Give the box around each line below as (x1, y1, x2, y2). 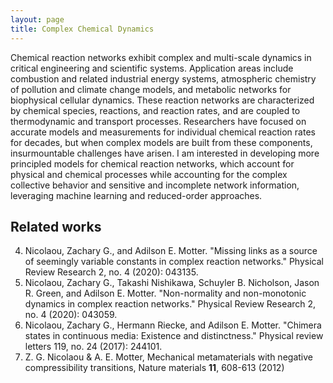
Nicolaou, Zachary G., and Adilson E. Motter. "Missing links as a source (24, 245, 318, 257)
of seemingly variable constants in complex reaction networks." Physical (24, 256, 324, 268)
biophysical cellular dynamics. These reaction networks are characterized (10, 94, 315, 106)
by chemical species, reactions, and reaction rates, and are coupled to (10, 104, 301, 116)
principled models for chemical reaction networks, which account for (10, 157, 295, 170)
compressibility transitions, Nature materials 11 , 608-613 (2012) (24, 362, 285, 374)
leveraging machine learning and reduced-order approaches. (10, 189, 263, 201)
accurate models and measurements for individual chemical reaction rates (10, 126, 316, 138)
